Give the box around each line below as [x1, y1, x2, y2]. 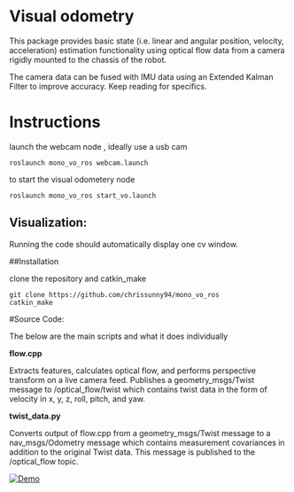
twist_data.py [9, 410, 61, 421]
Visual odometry [9, 6, 135, 27]
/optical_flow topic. [9, 456, 79, 466]
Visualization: [9, 215, 88, 230]
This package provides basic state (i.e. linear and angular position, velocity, [9, 35, 285, 46]
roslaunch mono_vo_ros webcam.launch [9, 158, 149, 168]
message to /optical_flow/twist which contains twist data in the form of [9, 384, 267, 394]
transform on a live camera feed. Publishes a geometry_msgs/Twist [9, 374, 255, 385]
